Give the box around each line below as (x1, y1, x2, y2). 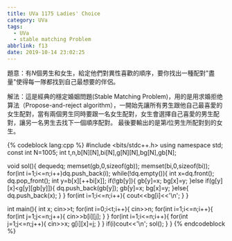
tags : (7, 23, 23, 30)
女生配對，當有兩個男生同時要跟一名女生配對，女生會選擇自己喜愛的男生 (7, 109, 213, 118)
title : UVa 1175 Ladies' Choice (7, 10, 100, 17)
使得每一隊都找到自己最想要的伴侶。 (16, 77, 120, 85)
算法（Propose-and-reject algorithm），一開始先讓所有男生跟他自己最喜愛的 (7, 101, 223, 109)
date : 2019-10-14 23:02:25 (7, 49, 85, 56)
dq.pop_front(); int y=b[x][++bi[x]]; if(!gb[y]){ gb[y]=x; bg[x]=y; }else (7, 176, 204, 185)
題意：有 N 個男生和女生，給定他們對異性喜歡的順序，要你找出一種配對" (7, 69, 209, 77)
